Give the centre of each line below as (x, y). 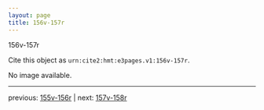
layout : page (29, 15)
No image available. (40, 75)
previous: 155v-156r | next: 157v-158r (68, 98)
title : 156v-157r (37, 23)
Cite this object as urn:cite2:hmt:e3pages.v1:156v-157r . (99, 60)
